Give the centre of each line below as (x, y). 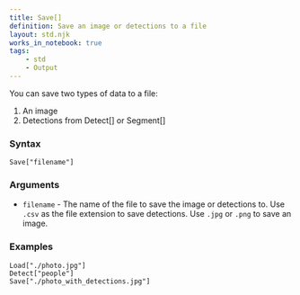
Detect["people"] (42, 273)
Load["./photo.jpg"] (48, 265)
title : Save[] (36, 18)
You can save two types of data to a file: (84, 93)
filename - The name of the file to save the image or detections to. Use (154, 204)
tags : (19, 51)
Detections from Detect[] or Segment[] (94, 120)
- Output (42, 68)
